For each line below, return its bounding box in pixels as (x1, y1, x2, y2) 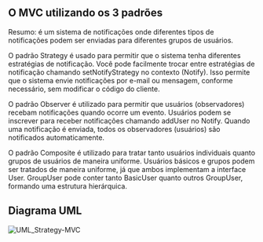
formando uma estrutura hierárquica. (8, 181, 128, 191)
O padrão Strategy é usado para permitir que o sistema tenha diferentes (8, 50, 241, 60)
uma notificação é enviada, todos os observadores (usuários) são (8, 124, 221, 134)
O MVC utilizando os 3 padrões (8, 6, 163, 20)
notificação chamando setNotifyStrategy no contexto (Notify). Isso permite (8, 67, 250, 77)
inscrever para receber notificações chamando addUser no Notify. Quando (8, 115, 250, 125)
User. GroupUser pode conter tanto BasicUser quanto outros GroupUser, (8, 173, 243, 182)
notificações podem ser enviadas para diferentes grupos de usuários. (8, 35, 234, 45)
